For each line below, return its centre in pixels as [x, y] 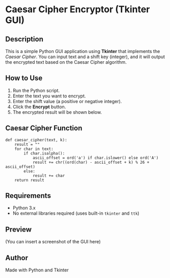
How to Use [24, 78]
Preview [19, 229]
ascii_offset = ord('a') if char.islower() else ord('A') [95, 158]
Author [17, 258]
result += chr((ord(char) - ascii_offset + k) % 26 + [91, 162]
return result [29, 180]
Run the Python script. [36, 90]
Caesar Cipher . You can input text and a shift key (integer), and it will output [85, 57]
